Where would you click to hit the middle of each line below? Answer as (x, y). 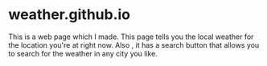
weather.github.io (70, 15)
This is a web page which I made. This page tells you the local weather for (131, 37)
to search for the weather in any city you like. (83, 53)
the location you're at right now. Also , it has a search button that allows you (134, 45)
